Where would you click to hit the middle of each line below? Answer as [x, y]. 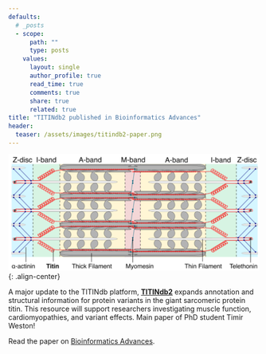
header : [21, 126]
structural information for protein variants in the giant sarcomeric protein [127, 300]
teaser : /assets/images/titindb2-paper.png [88, 135]
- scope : [30, 33]
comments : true [55, 92]
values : [35, 59]
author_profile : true [65, 76]
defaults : [25, 17]
